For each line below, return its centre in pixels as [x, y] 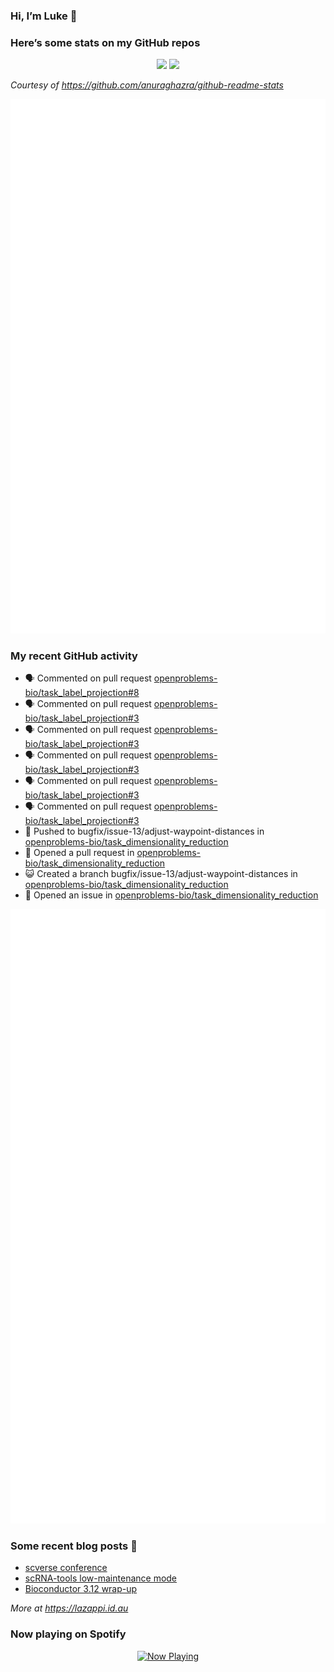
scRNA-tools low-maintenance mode [101, 1578]
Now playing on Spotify [68, 1634]
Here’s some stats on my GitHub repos [105, 42]
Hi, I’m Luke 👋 [44, 16]
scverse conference [66, 1568]
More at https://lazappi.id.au [69, 1608]
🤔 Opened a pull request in [79, 852]
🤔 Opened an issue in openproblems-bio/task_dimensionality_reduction [171, 895]
